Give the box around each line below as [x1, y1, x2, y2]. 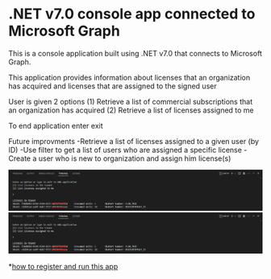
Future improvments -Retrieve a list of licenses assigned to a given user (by [8, 136, 260, 146]
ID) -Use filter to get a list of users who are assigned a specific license [8, 145, 242, 154]
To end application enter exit [8, 121, 103, 130]
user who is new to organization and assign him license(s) [38, 154, 231, 163]
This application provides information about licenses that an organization [8, 72, 251, 82]
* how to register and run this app [8, 262, 119, 272]
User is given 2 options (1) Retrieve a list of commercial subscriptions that [8, 96, 252, 106]
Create [8, 154, 31, 163]
